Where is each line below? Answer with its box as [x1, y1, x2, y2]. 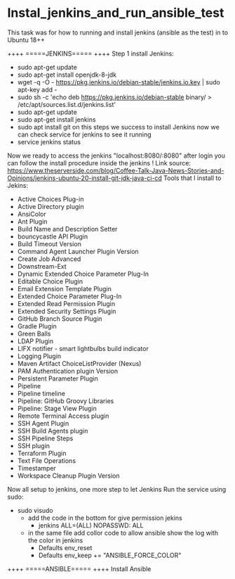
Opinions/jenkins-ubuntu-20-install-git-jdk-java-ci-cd [7, 174, 163, 182]
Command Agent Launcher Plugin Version [17, 247, 139, 255]
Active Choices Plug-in [17, 195, 84, 203]
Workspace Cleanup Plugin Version [17, 471, 120, 480]
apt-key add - [17, 85, 58, 94]
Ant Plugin [17, 217, 48, 226]
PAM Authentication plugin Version [17, 367, 118, 375]
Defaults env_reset [38, 543, 93, 552]
